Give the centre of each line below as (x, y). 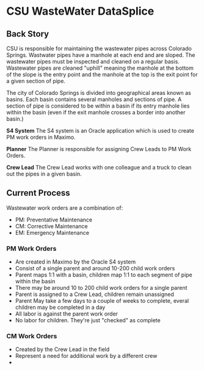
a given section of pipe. (36, 81)
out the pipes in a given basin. (44, 174)
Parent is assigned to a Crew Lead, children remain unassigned (94, 294)
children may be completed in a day (60, 308)
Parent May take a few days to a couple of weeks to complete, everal (102, 301)
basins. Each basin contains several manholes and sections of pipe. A (94, 99)
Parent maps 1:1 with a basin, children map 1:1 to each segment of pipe (104, 275)
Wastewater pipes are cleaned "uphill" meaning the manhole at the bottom (100, 68)
